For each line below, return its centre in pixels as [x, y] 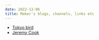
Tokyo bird [23, 27]
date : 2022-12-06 [23, 9]
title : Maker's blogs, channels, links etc [50, 14]
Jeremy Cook [25, 32]
